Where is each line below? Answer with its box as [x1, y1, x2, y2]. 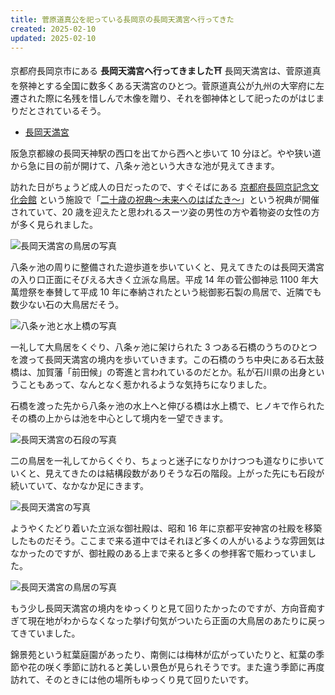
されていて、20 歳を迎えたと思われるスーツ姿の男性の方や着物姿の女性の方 [10, 206, 320, 218]
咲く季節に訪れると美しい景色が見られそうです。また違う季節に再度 [44, 661, 325, 673]
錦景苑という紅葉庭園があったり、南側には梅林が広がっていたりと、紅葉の [10, 649, 317, 661]
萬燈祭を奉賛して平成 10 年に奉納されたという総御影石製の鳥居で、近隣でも [10, 286, 322, 298]
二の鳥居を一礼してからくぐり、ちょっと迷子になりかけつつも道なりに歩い [10, 455, 317, 467]
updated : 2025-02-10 [10, 33, 97, 43]
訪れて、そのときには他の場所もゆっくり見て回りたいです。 [10, 674, 255, 686]
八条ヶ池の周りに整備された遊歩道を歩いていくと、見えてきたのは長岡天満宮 [10, 261, 325, 273]
